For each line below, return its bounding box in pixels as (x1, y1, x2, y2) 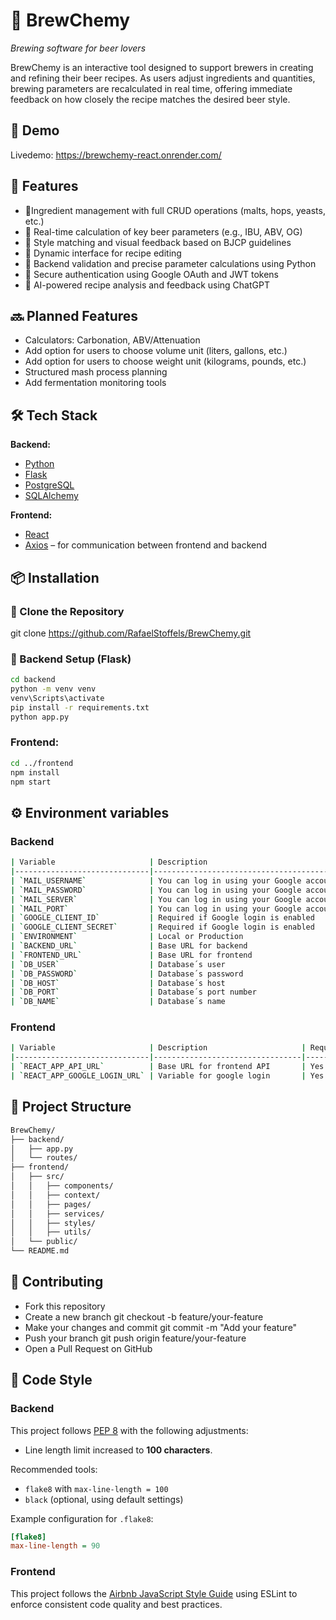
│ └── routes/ (10, 1153, 78, 1163)
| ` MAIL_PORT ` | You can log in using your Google (10, 904, 302, 914)
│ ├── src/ (10, 1172, 65, 1182)
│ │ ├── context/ (10, 1190, 101, 1200)
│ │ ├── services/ (10, 1209, 105, 1219)
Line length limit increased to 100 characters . (24, 1444, 213, 1456)
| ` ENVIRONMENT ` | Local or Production (10, 932, 244, 942)
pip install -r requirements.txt (10, 702, 150, 713)
